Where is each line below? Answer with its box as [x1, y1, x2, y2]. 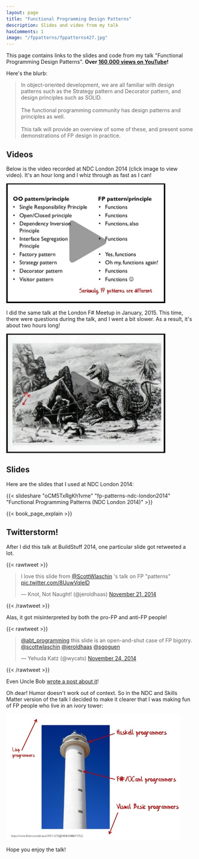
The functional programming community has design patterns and [20, 107, 181, 114]
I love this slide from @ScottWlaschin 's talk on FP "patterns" [20, 573, 171, 580]
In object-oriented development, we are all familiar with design [20, 81, 175, 89]
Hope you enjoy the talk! [6, 846, 66, 853]
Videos [6, 149, 33, 159]
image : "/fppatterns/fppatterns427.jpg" [6, 35, 108, 41]
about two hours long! [6, 322, 61, 329]
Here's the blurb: [6, 70, 48, 77]
